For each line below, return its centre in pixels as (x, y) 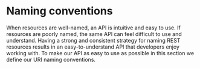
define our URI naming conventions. (51, 59)
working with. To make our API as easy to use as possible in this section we (100, 53)
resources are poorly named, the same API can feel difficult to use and (94, 34)
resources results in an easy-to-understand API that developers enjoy (93, 47)
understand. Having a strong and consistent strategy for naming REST (93, 40)
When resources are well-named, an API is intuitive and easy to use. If (94, 28)
